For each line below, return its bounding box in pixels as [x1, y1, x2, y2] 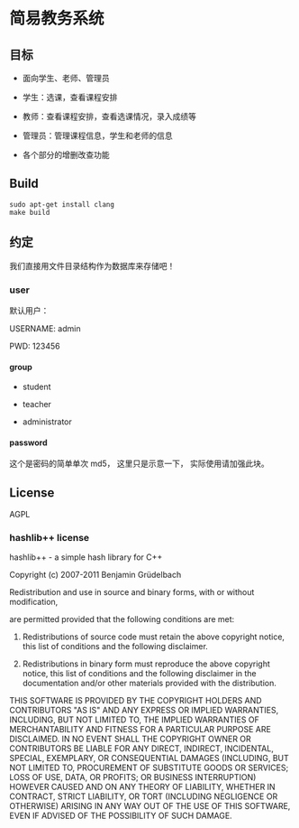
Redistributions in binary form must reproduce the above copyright [22, 658, 270, 669]
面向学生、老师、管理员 [22, 73, 110, 83]
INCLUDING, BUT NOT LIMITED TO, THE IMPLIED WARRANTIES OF [9, 714, 259, 725]
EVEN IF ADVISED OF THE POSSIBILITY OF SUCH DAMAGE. [9, 810, 232, 822]
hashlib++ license [9, 532, 90, 544]
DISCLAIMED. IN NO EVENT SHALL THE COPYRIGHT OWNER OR [9, 733, 252, 745]
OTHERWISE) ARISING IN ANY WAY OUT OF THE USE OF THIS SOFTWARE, [9, 801, 291, 812]
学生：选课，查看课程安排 [22, 92, 118, 102]
